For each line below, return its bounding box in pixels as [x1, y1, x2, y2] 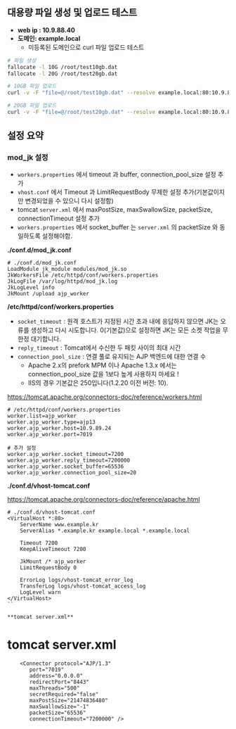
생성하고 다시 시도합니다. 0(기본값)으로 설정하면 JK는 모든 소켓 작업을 [30, 326, 221, 334]
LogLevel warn [20, 588, 61, 596]
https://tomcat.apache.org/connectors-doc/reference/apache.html [7, 495, 200, 503]
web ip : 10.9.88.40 [17, 25, 75, 34]
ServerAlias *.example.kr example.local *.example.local [20, 527, 190, 534]
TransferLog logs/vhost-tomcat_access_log [20, 583, 146, 590]
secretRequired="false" [29, 690, 99, 698]
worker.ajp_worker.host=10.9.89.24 [7, 424, 112, 431]
